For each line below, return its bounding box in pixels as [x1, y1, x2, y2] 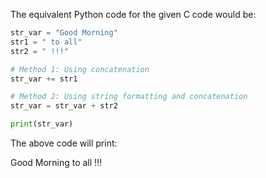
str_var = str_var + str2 [10, 101, 118, 111]
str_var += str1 [10, 74, 78, 84]
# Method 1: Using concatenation [10, 64, 150, 74]
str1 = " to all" [10, 37, 83, 47]
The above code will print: [10, 137, 118, 149]
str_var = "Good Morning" [10, 28, 118, 38]
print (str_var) [10, 119, 74, 129]
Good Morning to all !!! [10, 157, 103, 168]
